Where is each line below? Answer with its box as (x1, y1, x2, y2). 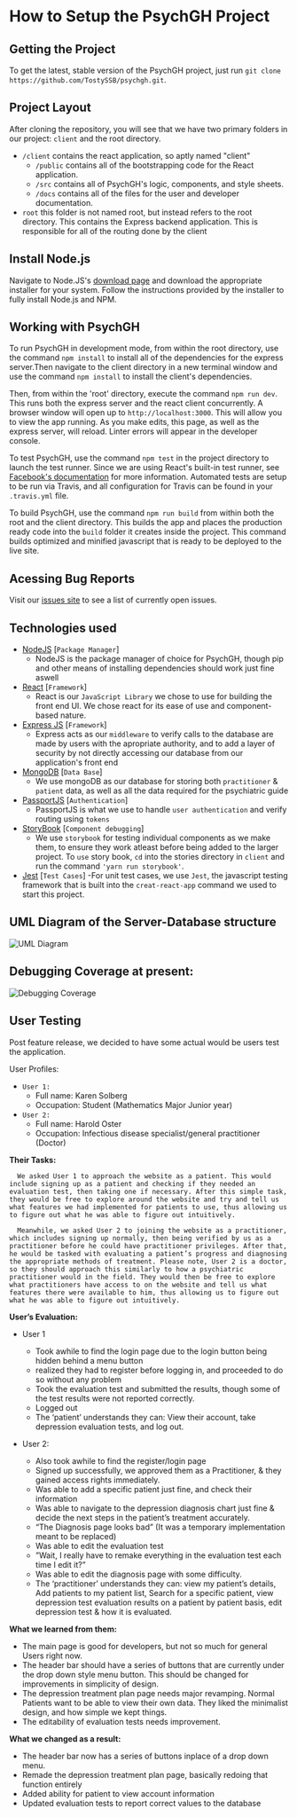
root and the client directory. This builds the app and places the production (9, 517, 283, 528)
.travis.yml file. (9, 491, 69, 501)
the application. (9, 1046, 66, 1057)
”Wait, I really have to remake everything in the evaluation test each (35, 1550, 282, 1561)
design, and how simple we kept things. (21, 1706, 168, 1718)
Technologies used (9, 620, 117, 635)
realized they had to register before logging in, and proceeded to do (35, 1365, 284, 1375)
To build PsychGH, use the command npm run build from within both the (9, 507, 275, 518)
